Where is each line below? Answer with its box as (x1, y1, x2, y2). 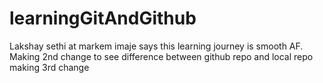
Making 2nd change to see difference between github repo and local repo (9, 50, 314, 62)
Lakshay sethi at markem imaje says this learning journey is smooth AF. (9, 40, 304, 52)
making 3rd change (9, 61, 90, 73)
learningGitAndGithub (9, 7, 197, 30)
